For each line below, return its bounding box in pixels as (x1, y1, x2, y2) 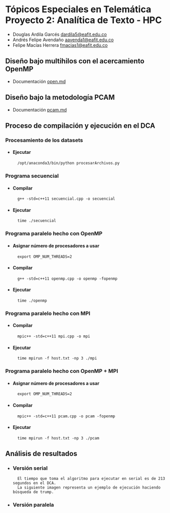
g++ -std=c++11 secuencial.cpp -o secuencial (17, 196, 115, 202)
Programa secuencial (5, 172, 59, 179)
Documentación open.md (12, 78, 66, 85)
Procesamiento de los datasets (5, 137, 83, 144)
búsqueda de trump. (12, 490, 54, 495)
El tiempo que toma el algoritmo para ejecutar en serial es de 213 (17, 476, 165, 481)
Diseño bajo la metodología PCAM (5, 93, 115, 102)
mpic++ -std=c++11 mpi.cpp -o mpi (17, 334, 90, 339)
